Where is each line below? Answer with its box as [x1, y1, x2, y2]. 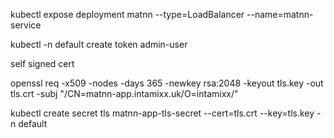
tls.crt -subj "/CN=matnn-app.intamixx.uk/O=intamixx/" [10, 88, 239, 99]
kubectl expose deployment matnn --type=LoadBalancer [10, 9, 245, 20]
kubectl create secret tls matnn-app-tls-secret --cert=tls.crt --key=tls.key [10, 107, 315, 119]
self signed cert [10, 58, 75, 69]
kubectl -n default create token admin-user [10, 39, 188, 50]
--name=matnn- [246, 9, 314, 20]
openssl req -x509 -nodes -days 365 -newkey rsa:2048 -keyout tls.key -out [10, 77, 324, 89]
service [10, 19, 42, 31]
